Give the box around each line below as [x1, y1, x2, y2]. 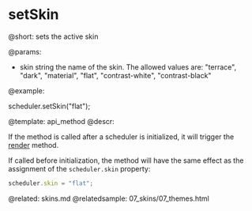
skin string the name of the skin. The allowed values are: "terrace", [19, 62, 237, 72]
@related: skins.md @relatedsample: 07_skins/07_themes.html [8, 194, 209, 203]
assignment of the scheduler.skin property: [8, 164, 151, 173]
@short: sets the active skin [8, 32, 99, 41]
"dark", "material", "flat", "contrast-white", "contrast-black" [19, 70, 212, 80]
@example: [8, 85, 45, 96]
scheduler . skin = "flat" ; [8, 179, 93, 187]
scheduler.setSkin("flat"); [8, 101, 91, 111]
